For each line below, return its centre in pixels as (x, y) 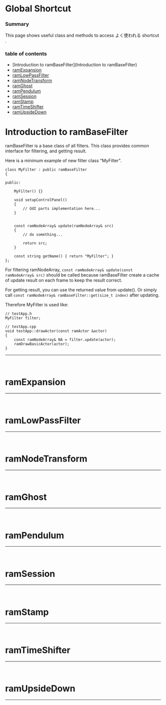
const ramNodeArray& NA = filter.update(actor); (65, 339)
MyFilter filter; (23, 318)
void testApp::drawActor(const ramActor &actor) (56, 331)
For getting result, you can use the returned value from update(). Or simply (81, 289)
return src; (35, 243)
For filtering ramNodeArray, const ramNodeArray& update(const (69, 270)
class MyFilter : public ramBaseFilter (46, 169)
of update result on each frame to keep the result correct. (64, 280)
